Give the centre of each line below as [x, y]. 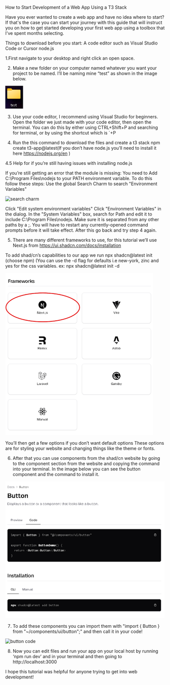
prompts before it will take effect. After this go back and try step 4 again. [81, 230]
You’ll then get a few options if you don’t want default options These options [85, 443]
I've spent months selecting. [35, 33]
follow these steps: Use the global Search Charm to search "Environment [81, 184]
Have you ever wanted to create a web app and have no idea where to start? [85, 17]
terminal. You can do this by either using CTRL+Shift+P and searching [85, 127]
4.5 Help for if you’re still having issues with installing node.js [69, 163]
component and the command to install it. [56, 474]
